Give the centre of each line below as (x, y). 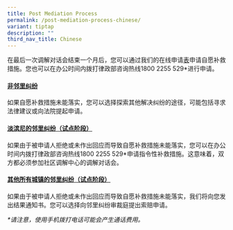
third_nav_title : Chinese (44, 39)
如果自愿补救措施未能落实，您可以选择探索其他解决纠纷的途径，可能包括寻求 (116, 103)
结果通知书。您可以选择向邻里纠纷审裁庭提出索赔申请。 (92, 204)
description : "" (31, 33)
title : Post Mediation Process (52, 14)
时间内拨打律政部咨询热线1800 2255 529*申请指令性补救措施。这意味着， (113, 154)
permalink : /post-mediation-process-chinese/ (74, 20)
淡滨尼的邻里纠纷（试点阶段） (50, 128)
